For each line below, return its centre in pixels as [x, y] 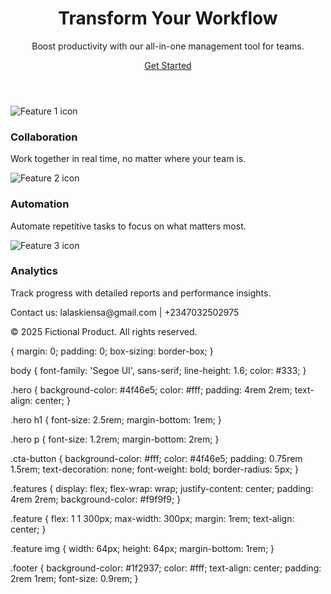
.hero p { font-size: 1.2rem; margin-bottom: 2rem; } [115, 439]
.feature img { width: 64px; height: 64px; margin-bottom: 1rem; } [142, 548]
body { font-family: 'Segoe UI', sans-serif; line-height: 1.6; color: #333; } [158, 370]
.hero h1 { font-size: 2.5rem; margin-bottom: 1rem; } [116, 419]
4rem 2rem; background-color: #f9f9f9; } [96, 499]
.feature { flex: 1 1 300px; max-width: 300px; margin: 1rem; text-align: [152, 518]
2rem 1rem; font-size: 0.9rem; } [74, 578]
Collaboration [44, 137]
